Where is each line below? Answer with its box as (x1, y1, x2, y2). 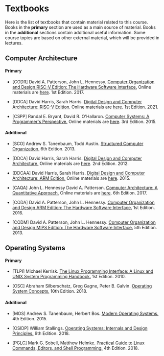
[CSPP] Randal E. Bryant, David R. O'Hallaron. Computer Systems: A (12, 113, 150, 119)
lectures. (5, 40, 23, 46)
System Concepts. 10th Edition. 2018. (12, 288, 88, 294)
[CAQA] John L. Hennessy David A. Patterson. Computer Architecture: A (12, 185, 158, 190)
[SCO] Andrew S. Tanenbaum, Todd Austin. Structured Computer (12, 141, 143, 146)
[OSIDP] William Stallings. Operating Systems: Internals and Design (12, 325, 148, 331)
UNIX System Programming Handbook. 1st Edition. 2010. (12, 274, 126, 280)
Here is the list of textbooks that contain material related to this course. (5, 19, 148, 25)
